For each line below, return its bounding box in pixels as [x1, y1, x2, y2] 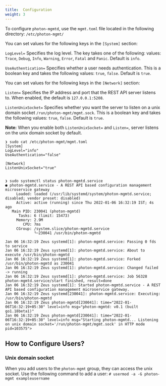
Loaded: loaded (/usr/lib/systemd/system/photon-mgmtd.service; [16, 192, 152, 196]
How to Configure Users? [5, 339, 85, 348]
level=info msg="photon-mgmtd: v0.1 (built [47, 304, 139, 309]
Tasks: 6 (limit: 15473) [18, 213, 70, 218]
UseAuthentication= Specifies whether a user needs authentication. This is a [5, 65, 161, 71]
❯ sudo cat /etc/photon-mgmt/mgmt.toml [5, 139, 88, 144]
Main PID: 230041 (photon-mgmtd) [11, 209, 81, 214]
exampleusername [16, 376, 50, 381]
